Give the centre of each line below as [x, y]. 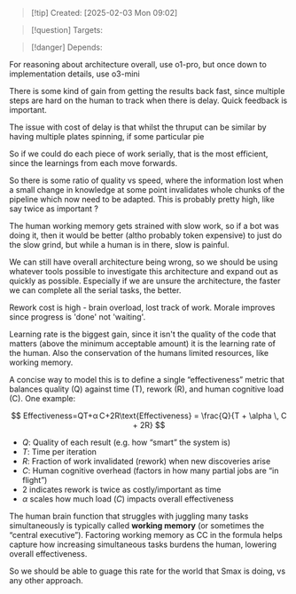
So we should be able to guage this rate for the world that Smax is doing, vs [148, 571]
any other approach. [47, 580]
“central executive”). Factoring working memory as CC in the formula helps [146, 535]
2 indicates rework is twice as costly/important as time [121, 489]
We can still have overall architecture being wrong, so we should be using [144, 262]
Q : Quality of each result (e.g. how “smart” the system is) [126, 442]
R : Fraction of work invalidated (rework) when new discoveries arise [146, 461]
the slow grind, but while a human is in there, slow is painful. [119, 245]
